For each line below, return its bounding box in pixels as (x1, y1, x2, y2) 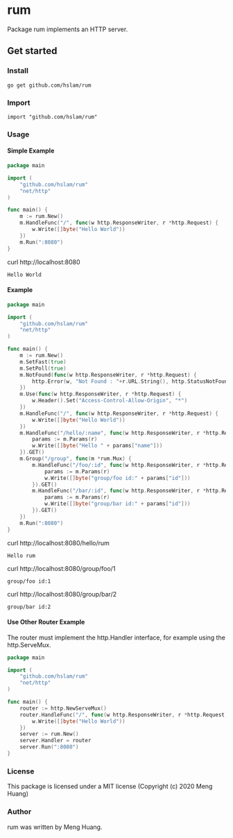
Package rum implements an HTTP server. (7, 25, 128, 33)
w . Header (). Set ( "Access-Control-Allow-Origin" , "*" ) (32, 397, 188, 404)
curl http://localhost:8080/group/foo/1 (7, 564, 116, 572)
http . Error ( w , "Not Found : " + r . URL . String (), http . (32, 377, 188, 385)
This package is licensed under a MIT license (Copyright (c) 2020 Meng (7, 783, 213, 791)
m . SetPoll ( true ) (19, 365, 67, 372)
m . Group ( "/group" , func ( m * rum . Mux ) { (19, 455, 132, 462)
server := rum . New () (19, 730, 79, 737)
